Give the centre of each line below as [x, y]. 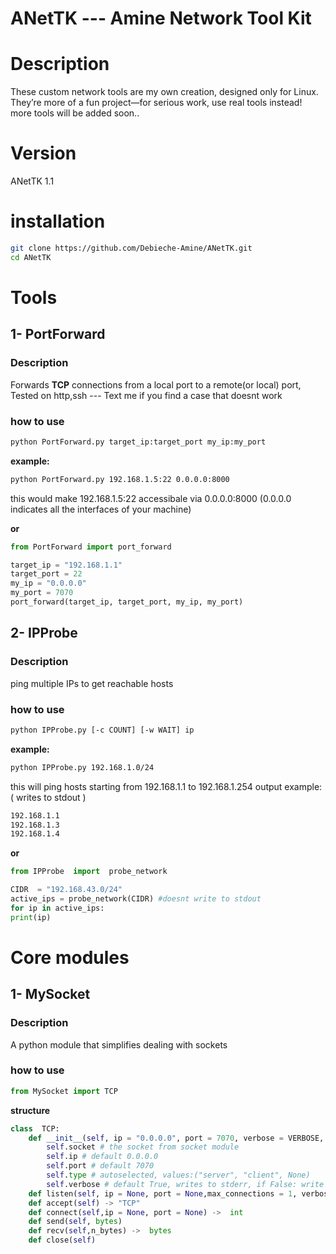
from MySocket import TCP [64, 1091]
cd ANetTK [31, 257]
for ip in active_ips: [57, 908]
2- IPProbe [44, 633]
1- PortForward [58, 334]
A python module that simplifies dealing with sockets [119, 1044]
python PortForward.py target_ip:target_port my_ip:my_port [138, 442]
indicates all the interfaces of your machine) [101, 509]
